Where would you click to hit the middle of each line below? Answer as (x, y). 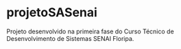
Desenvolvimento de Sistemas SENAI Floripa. (70, 38)
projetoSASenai (52, 13)
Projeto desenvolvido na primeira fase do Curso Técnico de (90, 31)
